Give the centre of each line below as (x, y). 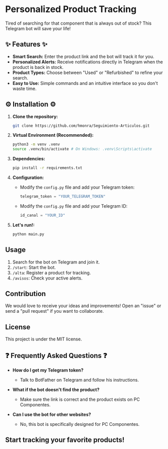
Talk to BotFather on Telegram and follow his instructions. (79, 380)
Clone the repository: (35, 116)
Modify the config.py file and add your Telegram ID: (74, 206)
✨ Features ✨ (26, 44)
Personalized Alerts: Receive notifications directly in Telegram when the (88, 62)
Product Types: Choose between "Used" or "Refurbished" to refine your (88, 72)
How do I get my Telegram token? (48, 370)
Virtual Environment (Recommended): (53, 135)
